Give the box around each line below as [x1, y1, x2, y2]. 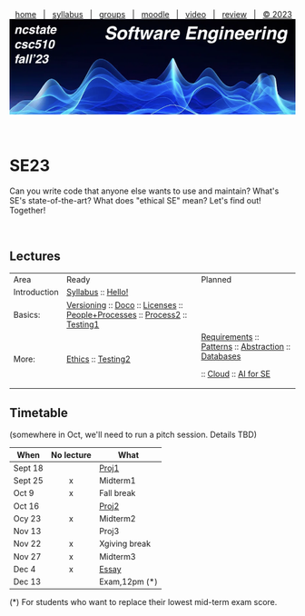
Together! [9, 204, 46, 215]
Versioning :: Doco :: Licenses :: [66, 299, 183, 310]
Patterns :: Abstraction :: [201, 341, 291, 352]
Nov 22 [13, 538, 42, 550]
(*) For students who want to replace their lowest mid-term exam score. [9, 596, 278, 607]
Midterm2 [99, 512, 136, 523]
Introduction [13, 287, 59, 298]
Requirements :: [201, 331, 260, 342]
